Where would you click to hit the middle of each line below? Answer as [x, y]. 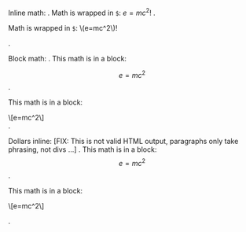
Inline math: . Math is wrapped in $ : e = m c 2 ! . [82, 12]
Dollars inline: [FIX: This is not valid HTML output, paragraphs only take [123, 142]
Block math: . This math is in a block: [68, 58]
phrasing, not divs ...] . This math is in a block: [83, 149]
